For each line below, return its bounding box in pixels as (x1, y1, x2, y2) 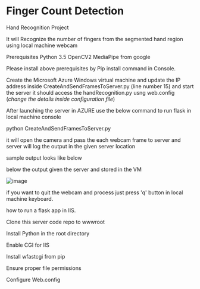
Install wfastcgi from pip (6, 253, 65, 260)
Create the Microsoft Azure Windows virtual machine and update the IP (6, 76, 181, 83)
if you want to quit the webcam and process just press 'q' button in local (6, 189, 183, 196)
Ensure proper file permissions (6, 264, 82, 272)
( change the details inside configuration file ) (6, 95, 115, 102)
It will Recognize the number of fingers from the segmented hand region (6, 35, 183, 42)
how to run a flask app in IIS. (6, 207, 76, 214)
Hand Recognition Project (6, 24, 69, 31)
